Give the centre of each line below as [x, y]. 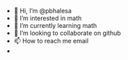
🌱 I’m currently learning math [55, 25]
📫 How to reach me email [51, 41]
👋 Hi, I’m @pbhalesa [42, 11]
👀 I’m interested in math [48, 18]
